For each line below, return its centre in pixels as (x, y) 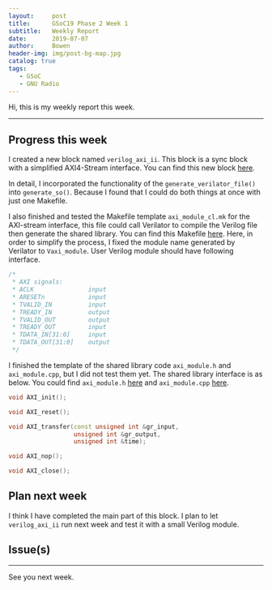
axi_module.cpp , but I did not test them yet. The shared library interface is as (136, 374)
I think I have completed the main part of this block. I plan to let (113, 515)
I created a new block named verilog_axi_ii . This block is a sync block (128, 160)
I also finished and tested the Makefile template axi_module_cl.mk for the (130, 216)
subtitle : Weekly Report (54, 31)
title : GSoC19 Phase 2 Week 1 (68, 24)
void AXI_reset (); (39, 412)
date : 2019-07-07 (49, 38)
